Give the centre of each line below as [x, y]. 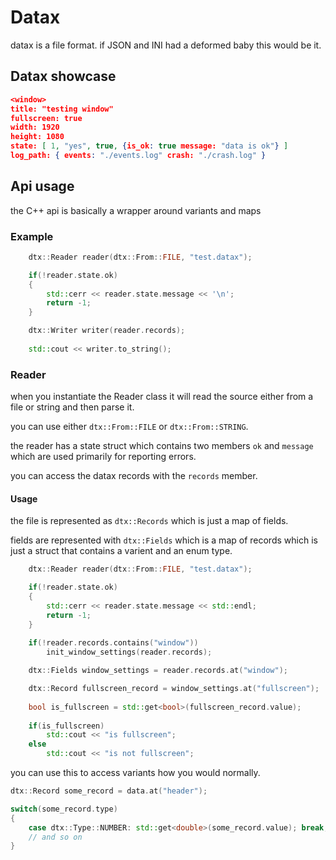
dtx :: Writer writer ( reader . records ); [107, 331]
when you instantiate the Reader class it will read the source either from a [162, 397]
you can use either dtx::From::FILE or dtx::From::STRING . [129, 427]
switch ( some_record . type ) [64, 809]
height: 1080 [37, 137]
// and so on [55, 837]
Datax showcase [63, 76]
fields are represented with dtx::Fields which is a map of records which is [164, 540]
